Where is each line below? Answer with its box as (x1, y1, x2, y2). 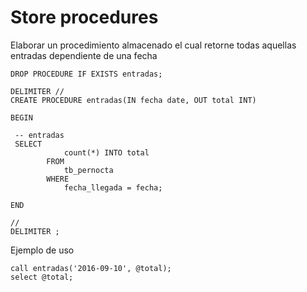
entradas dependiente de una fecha (10, 49, 158, 61)
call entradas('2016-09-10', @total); (10, 263, 172, 273)
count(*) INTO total (63, 147, 150, 158)
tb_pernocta (63, 165, 114, 175)
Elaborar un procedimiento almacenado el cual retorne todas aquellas (10, 39, 297, 51)
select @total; (10, 272, 74, 282)
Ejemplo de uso (10, 244, 75, 256)
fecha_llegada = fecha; (63, 182, 163, 193)
